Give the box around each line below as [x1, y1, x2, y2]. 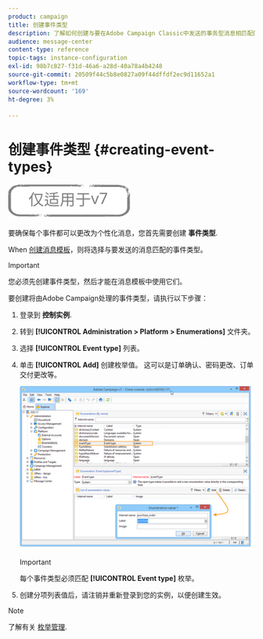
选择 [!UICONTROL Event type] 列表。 [19, 344, 144, 353]
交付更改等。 [19, 370, 61, 380]
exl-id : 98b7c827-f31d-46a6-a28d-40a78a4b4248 [8, 63, 163, 71]
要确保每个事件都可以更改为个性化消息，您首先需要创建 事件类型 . [8, 228, 218, 238]
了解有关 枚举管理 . [8, 623, 67, 632]
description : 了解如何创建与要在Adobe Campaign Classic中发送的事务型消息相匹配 [8, 29, 254, 37]
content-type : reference [8, 46, 89, 54]
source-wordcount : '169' [8, 87, 89, 95]
